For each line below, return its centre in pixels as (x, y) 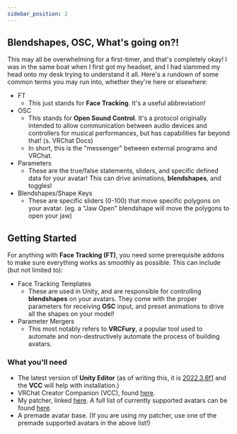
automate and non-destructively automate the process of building (124, 336)
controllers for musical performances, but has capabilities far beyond (129, 133)
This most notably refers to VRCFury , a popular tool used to (115, 329)
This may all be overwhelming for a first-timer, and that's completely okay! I (117, 59)
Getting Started (42, 238)
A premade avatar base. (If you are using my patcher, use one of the (117, 415)
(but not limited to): (35, 270)
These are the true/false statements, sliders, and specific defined (123, 171)
